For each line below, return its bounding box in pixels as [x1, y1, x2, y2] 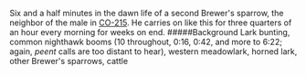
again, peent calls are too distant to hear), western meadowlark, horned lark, [9, 46, 298, 57]
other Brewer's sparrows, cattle [9, 56, 129, 66]
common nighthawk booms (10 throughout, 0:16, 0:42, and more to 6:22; [9, 36, 283, 47]
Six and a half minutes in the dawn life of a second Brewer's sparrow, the [9, 8, 284, 18]
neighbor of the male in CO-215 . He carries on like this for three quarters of [9, 17, 292, 28]
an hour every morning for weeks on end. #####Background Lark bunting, [9, 27, 290, 37]
